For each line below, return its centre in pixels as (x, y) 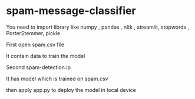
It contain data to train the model (46, 56)
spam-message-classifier (71, 11)
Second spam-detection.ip (38, 67)
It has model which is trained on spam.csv (57, 78)
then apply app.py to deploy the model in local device (71, 90)
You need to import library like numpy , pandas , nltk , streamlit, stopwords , (98, 27)
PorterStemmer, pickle (33, 33)
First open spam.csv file (35, 45)
